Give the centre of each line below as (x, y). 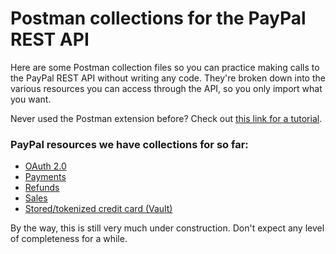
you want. (31, 99)
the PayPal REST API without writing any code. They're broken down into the (168, 78)
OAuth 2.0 (45, 166)
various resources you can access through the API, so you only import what (166, 88)
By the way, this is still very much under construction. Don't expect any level (167, 228)
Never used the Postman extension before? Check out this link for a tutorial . (166, 118)
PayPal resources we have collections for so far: (129, 144)
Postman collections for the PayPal (158, 18)
